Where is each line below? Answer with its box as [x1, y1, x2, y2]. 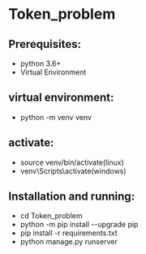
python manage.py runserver [19, 237, 118, 247]
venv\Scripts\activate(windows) [19, 166, 127, 175]
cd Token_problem [19, 211, 83, 221]
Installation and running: [8, 190, 135, 204]
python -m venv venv [19, 112, 92, 122]
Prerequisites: [8, 37, 81, 51]
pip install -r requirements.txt [19, 228, 118, 238]
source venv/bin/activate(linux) [19, 157, 124, 167]
